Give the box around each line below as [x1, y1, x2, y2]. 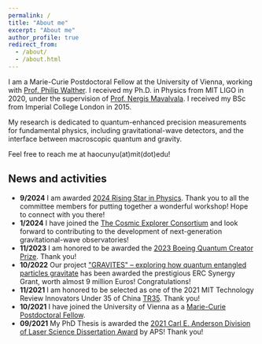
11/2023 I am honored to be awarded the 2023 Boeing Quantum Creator [19, 243, 254, 253]
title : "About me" [8, 19, 68, 27]
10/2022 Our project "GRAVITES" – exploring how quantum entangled [19, 260, 246, 269]
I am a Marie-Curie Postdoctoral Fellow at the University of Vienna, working [8, 76, 253, 87]
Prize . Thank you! [19, 251, 77, 261]
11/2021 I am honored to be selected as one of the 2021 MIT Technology [19, 285, 254, 294]
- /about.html [15, 56, 61, 64]
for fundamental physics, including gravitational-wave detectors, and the [8, 125, 244, 135]
